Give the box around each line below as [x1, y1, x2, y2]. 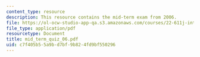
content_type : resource [6, 8, 65, 15]
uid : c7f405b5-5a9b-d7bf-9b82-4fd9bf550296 [6, 42, 116, 48]
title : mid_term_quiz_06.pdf [6, 36, 79, 42]
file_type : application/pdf [6, 25, 76, 31]
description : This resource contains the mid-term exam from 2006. [6, 14, 177, 20]
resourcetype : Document [6, 31, 65, 37]
